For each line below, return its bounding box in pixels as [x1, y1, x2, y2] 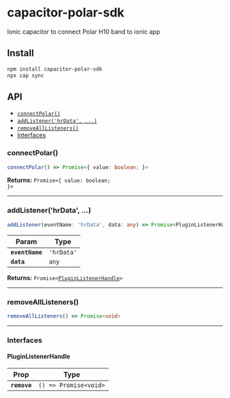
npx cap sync [7, 72, 44, 79]
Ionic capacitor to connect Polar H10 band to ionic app [7, 27, 161, 36]
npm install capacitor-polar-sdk [7, 65, 103, 73]
